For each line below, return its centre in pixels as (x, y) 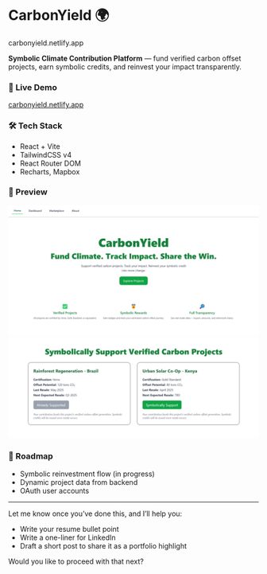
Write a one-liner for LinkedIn (68, 537)
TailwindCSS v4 (46, 154)
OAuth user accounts (54, 490)
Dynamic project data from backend (79, 482)
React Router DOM (50, 163)
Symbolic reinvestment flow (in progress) (87, 474)
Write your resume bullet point (69, 529)
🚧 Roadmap (31, 456)
